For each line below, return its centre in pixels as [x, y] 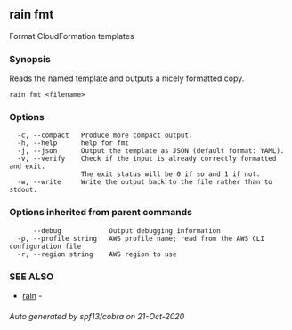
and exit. [28, 167]
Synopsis [30, 59]
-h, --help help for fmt [73, 143]
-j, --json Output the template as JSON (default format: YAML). [151, 151]
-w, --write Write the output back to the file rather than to [145, 182]
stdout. [24, 190]
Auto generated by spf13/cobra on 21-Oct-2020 [97, 316]
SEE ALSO [32, 277]
